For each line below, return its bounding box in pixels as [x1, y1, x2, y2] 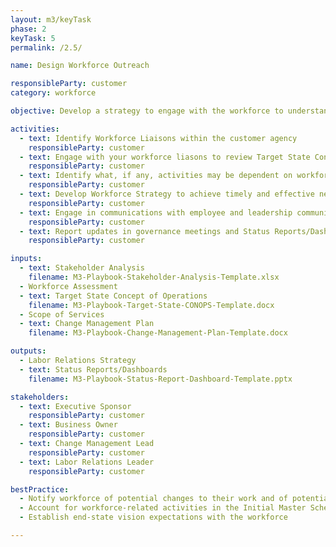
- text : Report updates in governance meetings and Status [19, 226, 271, 236]
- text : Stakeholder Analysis [19, 263, 145, 273]
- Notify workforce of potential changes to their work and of [19, 494, 288, 504]
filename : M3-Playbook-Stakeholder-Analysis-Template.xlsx [28, 272, 280, 282]
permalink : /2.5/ [10, 42, 83, 53]
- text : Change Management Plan [19, 319, 155, 329]
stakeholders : [10, 392, 70, 402]
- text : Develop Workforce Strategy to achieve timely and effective [19, 189, 315, 199]
